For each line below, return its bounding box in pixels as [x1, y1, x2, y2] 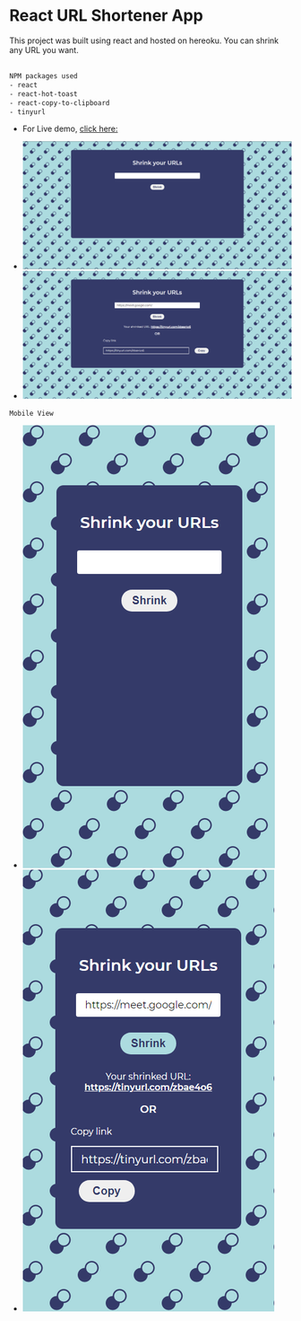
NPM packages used [9, 72, 78, 81]
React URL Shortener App [9, 5, 203, 26]
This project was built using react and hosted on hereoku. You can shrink [9, 35, 279, 46]
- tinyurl [9, 108, 47, 117]
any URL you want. [9, 44, 79, 55]
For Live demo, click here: [21, 123, 118, 135]
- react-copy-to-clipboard [9, 99, 110, 108]
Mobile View [9, 409, 54, 418]
